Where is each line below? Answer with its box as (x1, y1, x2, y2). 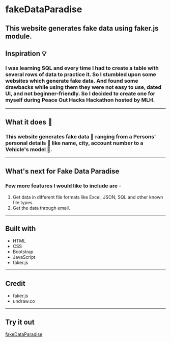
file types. (12, 199, 34, 205)
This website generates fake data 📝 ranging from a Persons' (5, 133, 156, 140)
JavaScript (12, 254, 36, 260)
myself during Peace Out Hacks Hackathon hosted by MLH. (5, 96, 155, 103)
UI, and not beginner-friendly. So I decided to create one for (5, 90, 156, 97)
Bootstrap (12, 249, 34, 255)
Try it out (5, 317, 35, 326)
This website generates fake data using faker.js (5, 24, 159, 33)
